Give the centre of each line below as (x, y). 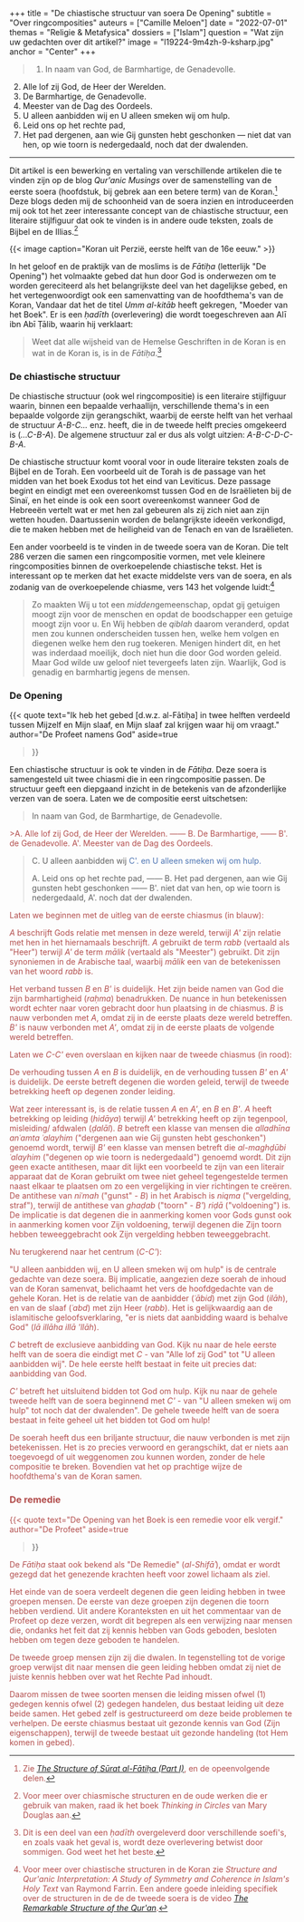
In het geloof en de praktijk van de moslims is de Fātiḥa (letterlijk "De (138, 267)
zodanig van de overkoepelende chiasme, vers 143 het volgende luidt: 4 (142, 586)
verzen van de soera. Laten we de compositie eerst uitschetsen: (129, 799)
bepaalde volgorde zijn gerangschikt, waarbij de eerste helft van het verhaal (151, 415)
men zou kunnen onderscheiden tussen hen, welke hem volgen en (155, 633)
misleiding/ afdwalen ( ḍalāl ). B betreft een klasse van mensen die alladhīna (150, 1129)
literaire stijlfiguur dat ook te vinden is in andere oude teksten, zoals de (142, 220)
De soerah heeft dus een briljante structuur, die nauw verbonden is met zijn (150, 1438)
